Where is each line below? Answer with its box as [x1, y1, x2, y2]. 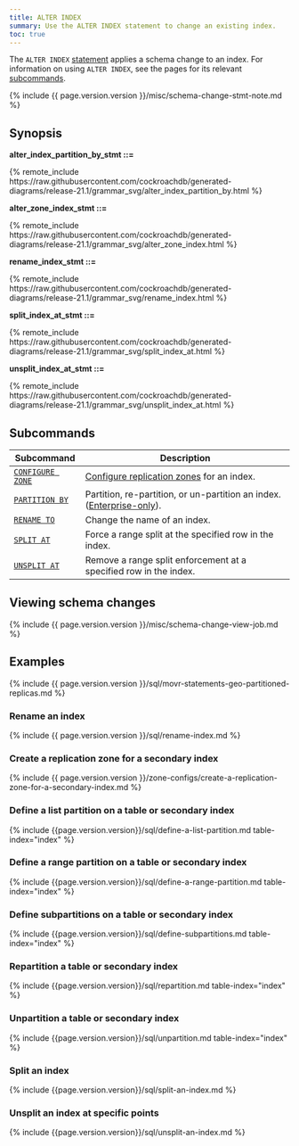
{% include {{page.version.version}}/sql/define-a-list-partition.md [9, 824, 252, 835]
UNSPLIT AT [13, 561, 60, 571]
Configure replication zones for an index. [85, 470, 255, 482]
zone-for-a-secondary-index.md [9, 782, 129, 793]
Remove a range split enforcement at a [85, 554, 247, 566]
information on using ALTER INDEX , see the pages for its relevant [9, 63, 242, 74]
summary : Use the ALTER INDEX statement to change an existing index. [9, 21, 277, 30]
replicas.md [9, 688, 53, 698]
